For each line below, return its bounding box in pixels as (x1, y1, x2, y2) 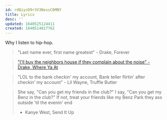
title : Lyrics (5, 12, 35, 17)
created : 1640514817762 (5, 26, 55, 31)
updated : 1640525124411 (5, 21, 55, 26)
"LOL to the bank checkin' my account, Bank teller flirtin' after (17, 74, 145, 80)
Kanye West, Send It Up (25, 109, 74, 115)
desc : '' (5, 16, 24, 21)
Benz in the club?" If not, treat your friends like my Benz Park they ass (17, 94, 162, 100)
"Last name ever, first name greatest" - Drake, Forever (17, 49, 130, 55)
